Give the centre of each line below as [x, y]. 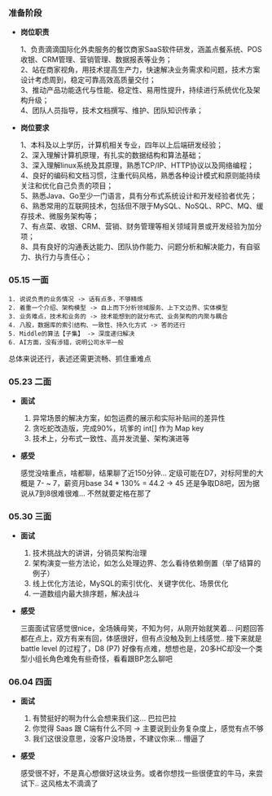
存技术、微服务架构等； [59, 216]
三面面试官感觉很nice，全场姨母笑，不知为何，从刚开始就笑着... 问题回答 [142, 628]
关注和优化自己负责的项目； [67, 186]
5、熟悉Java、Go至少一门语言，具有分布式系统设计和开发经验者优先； [139, 196]
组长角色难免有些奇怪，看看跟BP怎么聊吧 [103, 659]
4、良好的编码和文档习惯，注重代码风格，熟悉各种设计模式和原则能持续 [140, 176]
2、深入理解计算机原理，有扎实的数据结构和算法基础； [112, 155]
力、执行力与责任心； [56, 257]
